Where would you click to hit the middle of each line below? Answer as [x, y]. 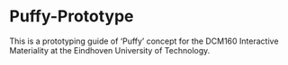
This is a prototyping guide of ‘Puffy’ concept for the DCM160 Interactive [144, 41]
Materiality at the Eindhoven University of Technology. [110, 50]
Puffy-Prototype [72, 16]
